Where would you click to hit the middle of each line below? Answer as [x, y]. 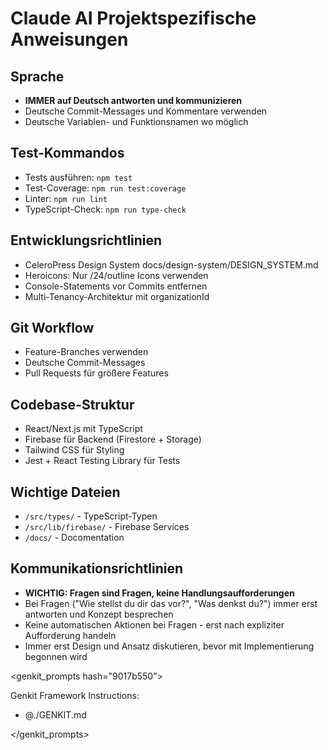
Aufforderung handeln [70, 635]
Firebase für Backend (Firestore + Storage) [113, 439]
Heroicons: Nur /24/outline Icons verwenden [116, 275]
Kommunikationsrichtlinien [97, 568]
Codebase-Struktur [72, 404]
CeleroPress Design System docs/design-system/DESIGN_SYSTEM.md [171, 264]
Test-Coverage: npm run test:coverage [105, 188]
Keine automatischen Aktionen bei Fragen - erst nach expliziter [154, 624]
